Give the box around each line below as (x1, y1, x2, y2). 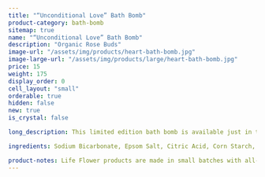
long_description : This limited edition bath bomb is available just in (8, 128, 252, 136)
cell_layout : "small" (8, 84, 80, 93)
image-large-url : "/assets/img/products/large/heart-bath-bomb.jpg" (8, 56, 238, 64)
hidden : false (8, 99, 55, 107)
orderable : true (8, 92, 62, 100)
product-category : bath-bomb (8, 19, 104, 27)
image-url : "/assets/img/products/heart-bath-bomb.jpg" (8, 48, 196, 56)
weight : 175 (8, 70, 47, 78)
